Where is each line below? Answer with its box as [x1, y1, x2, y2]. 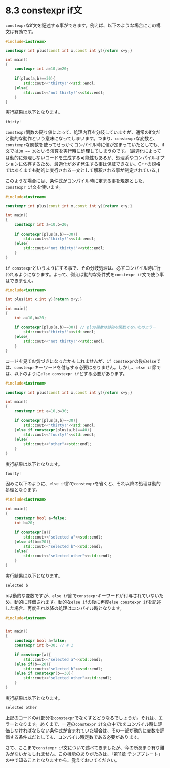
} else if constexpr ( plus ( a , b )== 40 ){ [14, 428, 92, 433]
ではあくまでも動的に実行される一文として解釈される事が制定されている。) [5, 167, 160, 173]
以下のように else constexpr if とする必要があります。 [14, 371, 127, 377]
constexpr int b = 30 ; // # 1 [14, 643, 73, 648]
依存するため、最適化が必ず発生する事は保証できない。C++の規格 [22, 161, 161, 167]
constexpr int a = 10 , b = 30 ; [14, 408, 69, 413]
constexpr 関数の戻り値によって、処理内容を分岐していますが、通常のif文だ [5, 129, 161, 135]
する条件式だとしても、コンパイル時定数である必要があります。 [9, 734, 142, 740]
